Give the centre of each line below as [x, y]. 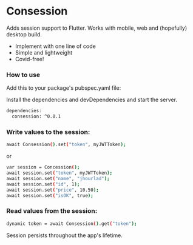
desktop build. [24, 34]
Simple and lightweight [44, 52]
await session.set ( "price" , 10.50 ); [52, 190]
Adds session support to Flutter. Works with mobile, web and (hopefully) [97, 28]
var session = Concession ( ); [43, 167]
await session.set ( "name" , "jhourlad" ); [58, 178]
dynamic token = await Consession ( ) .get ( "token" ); [72, 223]
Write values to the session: [48, 132]
